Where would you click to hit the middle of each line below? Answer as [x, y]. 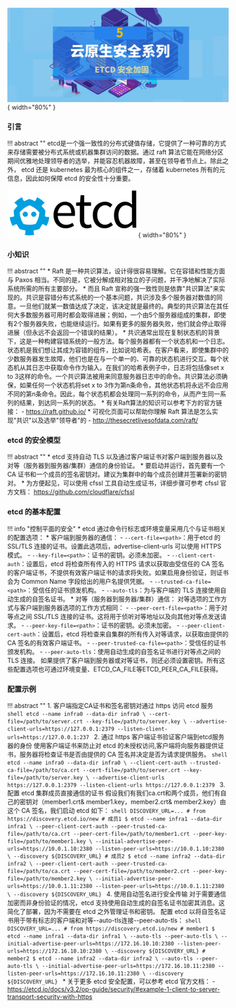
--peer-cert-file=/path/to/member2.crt [132, 872]
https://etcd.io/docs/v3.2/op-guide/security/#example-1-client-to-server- [114, 989]
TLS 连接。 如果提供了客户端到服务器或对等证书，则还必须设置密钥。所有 [113, 660]
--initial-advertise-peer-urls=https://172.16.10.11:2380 [129, 967]
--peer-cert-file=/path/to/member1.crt [132, 834]
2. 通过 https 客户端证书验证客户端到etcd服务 [159, 737]
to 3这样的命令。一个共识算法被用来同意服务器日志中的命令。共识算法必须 [114, 377]
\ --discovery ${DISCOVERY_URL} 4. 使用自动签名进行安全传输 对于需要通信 [117, 894]
